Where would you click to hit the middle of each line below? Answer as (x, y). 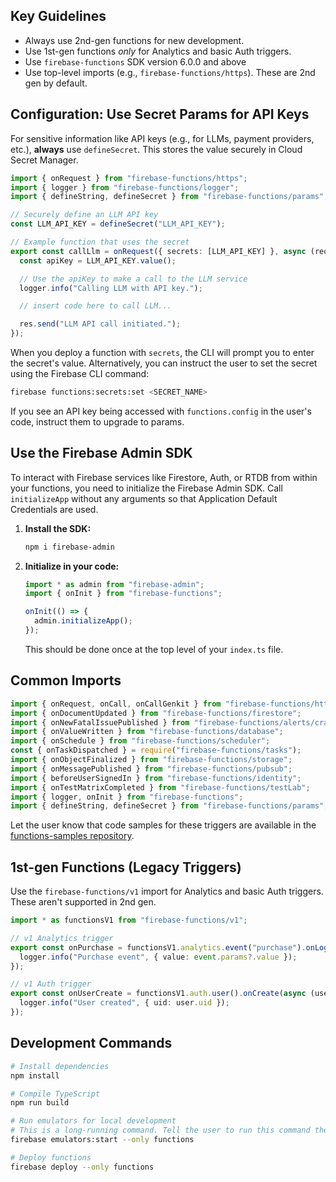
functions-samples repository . (72, 836)
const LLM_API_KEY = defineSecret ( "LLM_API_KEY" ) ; (118, 224)
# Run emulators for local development (93, 1121)
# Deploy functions (51, 1157)
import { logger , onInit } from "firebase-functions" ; (127, 797)
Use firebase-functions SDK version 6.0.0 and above (135, 61)
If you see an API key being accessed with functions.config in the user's (161, 411)
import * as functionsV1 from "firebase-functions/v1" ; (129, 920)
